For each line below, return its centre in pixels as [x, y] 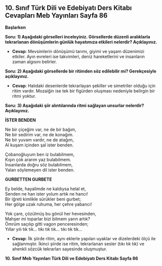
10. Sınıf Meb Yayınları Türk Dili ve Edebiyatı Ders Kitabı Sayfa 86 [72, 258]
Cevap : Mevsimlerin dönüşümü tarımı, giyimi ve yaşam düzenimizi [78, 51]
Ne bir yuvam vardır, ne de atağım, [40, 140]
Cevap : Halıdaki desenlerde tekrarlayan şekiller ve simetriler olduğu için [84, 86]
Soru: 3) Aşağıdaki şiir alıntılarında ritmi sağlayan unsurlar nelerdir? [75, 105]
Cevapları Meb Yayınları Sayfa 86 [56, 16]
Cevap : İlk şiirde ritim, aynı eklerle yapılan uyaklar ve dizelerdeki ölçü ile [84, 238]
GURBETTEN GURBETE [29, 179]
